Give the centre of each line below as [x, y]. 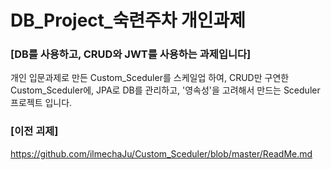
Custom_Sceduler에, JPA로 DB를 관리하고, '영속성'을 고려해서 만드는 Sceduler [165, 90]
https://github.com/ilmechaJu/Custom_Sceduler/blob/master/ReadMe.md [161, 153]
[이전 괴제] [34, 131]
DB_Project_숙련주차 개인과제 [128, 20]
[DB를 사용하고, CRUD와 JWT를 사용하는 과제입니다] [131, 54]
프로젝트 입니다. [41, 103]
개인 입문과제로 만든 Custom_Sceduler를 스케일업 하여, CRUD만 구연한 [150, 78]
